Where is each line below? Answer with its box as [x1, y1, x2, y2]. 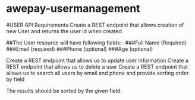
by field [6, 76, 25, 83]
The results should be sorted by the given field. [6, 87, 122, 94]
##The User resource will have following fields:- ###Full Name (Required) [6, 39, 187, 46]
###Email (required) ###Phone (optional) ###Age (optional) [6, 45, 153, 52]
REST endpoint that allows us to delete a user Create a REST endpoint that [6, 63, 188, 70]
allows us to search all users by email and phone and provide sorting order [6, 69, 189, 76]
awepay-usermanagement [6, 2, 141, 15]
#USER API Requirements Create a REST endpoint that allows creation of [6, 21, 184, 28]
